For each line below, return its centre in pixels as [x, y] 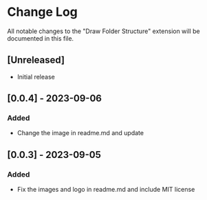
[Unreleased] [36, 60]
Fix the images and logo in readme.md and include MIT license [106, 190]
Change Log [42, 12]
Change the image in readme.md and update [80, 133]
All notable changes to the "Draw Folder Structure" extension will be [104, 31]
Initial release [36, 77]
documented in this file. [41, 38]
